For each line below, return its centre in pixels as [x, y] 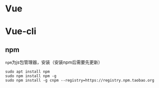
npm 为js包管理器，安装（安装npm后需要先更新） [54, 62]
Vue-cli [21, 32]
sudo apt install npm [28, 72]
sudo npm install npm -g [31, 76]
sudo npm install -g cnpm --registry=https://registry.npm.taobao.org [80, 81]
